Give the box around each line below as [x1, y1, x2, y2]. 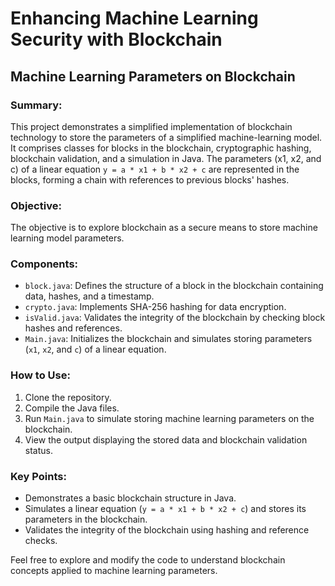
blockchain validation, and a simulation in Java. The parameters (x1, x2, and [10, 152, 322, 164]
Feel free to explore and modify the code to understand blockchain [10, 554, 286, 566]
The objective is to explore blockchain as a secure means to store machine [10, 222, 318, 234]
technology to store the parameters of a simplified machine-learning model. [10, 131, 323, 143]
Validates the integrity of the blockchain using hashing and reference [24, 524, 310, 536]
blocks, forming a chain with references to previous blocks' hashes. [10, 173, 290, 186]
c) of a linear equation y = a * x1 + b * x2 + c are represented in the [10, 163, 300, 175]
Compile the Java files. [24, 402, 120, 414]
